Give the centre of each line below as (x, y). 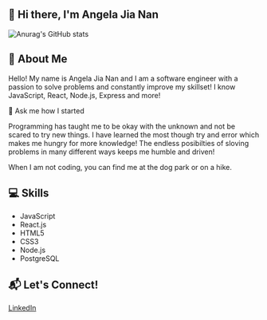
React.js (33, 225)
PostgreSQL (39, 259)
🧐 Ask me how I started (47, 111)
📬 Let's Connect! (53, 284)
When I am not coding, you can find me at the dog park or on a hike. (120, 167)
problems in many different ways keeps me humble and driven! (112, 152)
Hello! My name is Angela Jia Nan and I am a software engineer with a (123, 78)
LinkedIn (22, 308)
